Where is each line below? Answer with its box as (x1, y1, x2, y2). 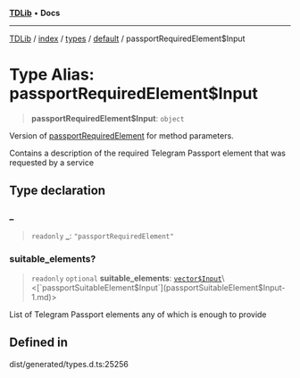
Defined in (9, 335, 69, 350)
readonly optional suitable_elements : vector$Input (30, 273, 222, 283)
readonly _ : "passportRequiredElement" (30, 230, 174, 240)
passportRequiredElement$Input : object (30, 113, 185, 123)
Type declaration (9, 183, 105, 198)
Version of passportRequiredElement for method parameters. (9, 130, 234, 141)
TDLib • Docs (9, 8, 61, 18)
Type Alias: (9, 64, 96, 85)
